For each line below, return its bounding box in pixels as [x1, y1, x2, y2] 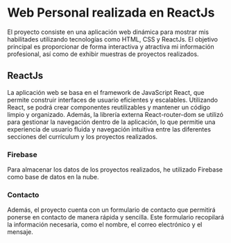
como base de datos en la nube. [7, 173, 99, 181]
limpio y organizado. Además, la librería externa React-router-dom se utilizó [7, 110, 224, 118]
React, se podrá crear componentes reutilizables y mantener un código [7, 102, 210, 111]
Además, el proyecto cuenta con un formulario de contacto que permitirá [7, 206, 216, 214]
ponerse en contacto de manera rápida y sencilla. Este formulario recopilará [7, 213, 224, 222]
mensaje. [7, 228, 33, 236]
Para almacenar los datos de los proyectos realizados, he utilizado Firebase [7, 165, 223, 174]
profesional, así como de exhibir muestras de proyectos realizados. [7, 50, 199, 58]
